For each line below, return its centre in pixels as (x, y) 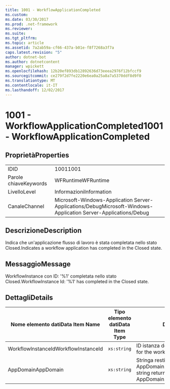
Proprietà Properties (37, 155)
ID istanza (148, 345)
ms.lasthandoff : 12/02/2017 (35, 90)
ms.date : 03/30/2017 (27, 19)
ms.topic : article (25, 43)
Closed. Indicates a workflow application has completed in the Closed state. (84, 248)
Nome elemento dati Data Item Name (55, 324)
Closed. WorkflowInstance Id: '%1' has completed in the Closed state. (77, 282)
